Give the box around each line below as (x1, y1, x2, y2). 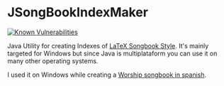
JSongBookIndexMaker (7, 4, 149, 21)
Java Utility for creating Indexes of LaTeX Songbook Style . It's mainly (7, 41, 209, 50)
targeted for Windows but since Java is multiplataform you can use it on (7, 49, 218, 58)
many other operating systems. (7, 56, 99, 65)
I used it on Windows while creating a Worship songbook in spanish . (7, 70, 207, 79)
